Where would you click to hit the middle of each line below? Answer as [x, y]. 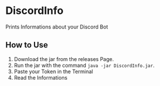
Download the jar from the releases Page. [64, 59]
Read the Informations [41, 77]
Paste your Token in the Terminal [53, 71]
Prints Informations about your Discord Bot [57, 27]
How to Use [27, 45]
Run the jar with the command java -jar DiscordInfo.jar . [84, 65]
